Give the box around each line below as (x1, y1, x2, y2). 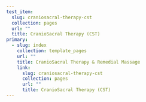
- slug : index (11, 43, 47, 49)
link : (17, 64, 31, 71)
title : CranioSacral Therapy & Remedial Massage (17, 59, 141, 65)
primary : (6, 37, 28, 43)
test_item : (6, 8, 34, 15)
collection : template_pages (17, 48, 87, 54)
